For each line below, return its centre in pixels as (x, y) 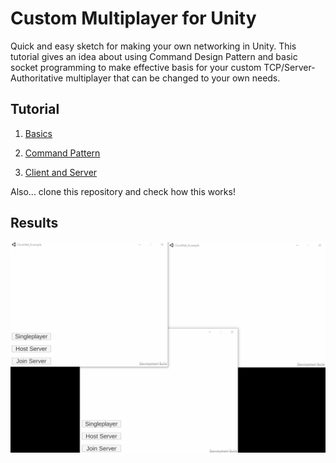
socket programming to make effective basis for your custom (136, 67)
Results (34, 223)
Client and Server (61, 172)
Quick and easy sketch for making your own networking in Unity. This (153, 46)
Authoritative (37, 78)
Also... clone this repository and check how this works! (123, 191)
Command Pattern (62, 153)
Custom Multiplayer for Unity (133, 18)
